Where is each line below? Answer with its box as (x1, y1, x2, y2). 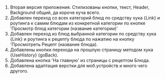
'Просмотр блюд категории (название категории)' (10, 25, 118, 31)
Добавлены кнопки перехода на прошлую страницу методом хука (10, 47, 153, 52)
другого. (10, 68, 29, 74)
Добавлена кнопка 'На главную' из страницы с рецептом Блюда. (10, 57, 150, 63)
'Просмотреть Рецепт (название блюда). (10, 41, 98, 47)
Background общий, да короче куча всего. (10, 9, 100, 15)
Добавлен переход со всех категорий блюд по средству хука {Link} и (10, 15, 160, 20)
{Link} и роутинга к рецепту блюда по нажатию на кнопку (10, 36, 134, 42)
